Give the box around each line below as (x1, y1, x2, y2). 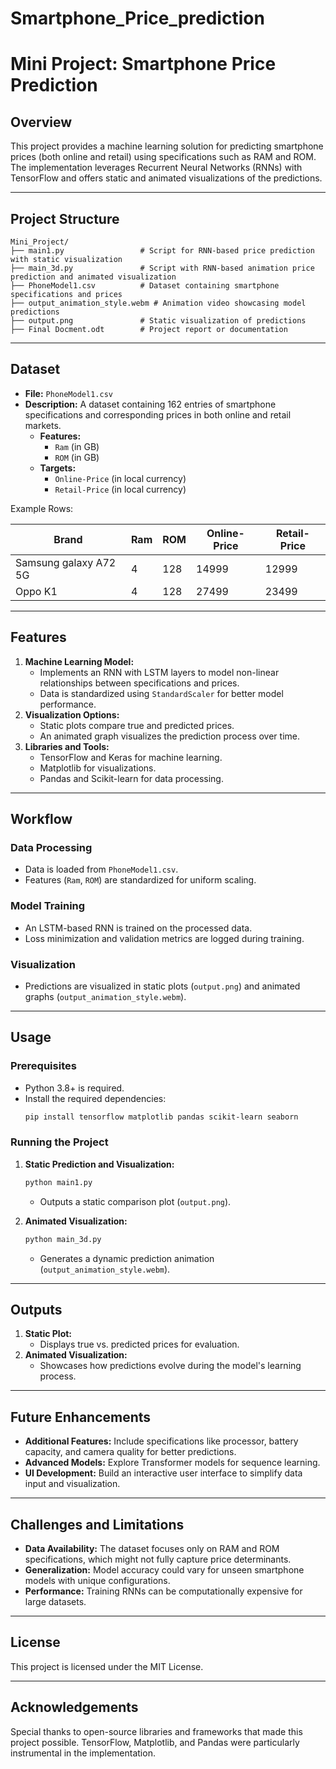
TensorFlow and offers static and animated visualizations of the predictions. (10, 172, 323, 184)
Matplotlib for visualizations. (39, 762, 157, 774)
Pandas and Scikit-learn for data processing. (39, 772, 224, 784)
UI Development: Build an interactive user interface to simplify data (24, 1467, 303, 1479)
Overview (10, 113, 73, 131)
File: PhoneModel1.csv (24, 387, 113, 399)
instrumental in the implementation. (10, 1747, 156, 1759)
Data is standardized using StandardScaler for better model (39, 687, 284, 699)
